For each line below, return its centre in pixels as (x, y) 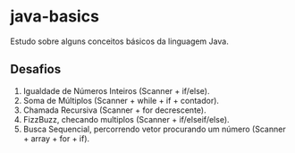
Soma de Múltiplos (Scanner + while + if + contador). (121, 100)
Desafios (36, 69)
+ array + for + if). (56, 138)
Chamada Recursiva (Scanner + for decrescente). (114, 110)
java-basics (55, 17)
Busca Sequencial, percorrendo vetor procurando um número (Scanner (154, 129)
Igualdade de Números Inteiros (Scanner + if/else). (116, 90)
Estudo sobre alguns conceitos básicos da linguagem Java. (119, 41)
